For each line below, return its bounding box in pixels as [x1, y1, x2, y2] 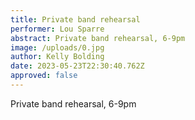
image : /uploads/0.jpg [10, 42, 105, 53]
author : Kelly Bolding [10, 52, 105, 62]
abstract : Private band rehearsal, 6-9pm [10, 33, 186, 43]
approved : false [10, 71, 78, 81]
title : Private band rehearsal [10, 14, 141, 25]
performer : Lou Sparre [10, 24, 105, 34]
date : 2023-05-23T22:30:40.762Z [10, 61, 145, 71]
